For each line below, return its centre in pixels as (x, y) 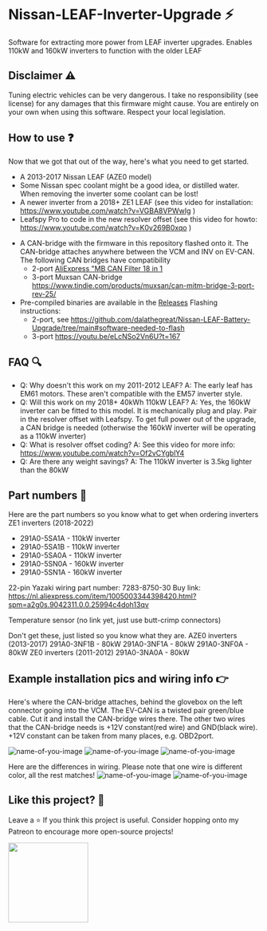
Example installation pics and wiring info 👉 (118, 679)
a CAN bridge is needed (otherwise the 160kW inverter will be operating (138, 428)
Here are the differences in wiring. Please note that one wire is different (126, 767)
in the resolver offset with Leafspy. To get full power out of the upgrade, (138, 420)
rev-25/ (44, 294)
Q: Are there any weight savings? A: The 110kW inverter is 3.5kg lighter (136, 462)
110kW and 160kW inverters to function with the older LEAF (105, 50)
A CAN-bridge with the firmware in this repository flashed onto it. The (134, 243)
